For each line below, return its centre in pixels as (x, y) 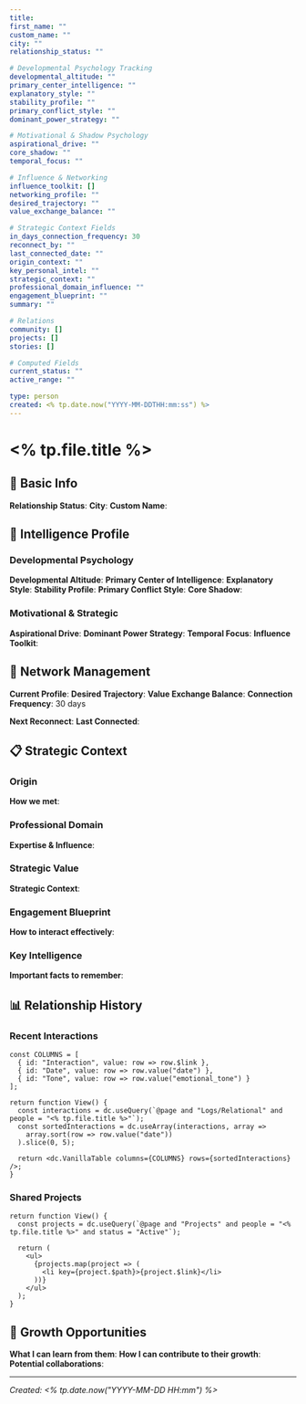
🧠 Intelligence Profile (70, 534)
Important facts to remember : (66, 975)
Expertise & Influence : (52, 844)
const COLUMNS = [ (44, 1055)
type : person (34, 397)
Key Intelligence (46, 956)
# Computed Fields (44, 363)
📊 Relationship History (76, 1005)
